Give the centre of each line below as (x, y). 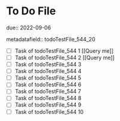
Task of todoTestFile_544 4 (48, 71)
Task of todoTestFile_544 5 (48, 78)
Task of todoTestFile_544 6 (48, 84)
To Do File (31, 11)
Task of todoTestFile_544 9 (48, 105)
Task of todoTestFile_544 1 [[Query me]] (64, 51)
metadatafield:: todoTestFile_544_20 (51, 39)
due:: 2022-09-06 (29, 28)
